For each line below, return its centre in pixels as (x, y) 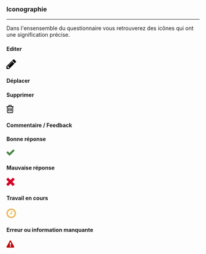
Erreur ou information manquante (50, 230)
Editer (14, 48)
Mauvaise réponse (31, 167)
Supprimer (20, 94)
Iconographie (27, 9)
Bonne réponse (26, 139)
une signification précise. (38, 35)
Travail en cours (27, 198)
